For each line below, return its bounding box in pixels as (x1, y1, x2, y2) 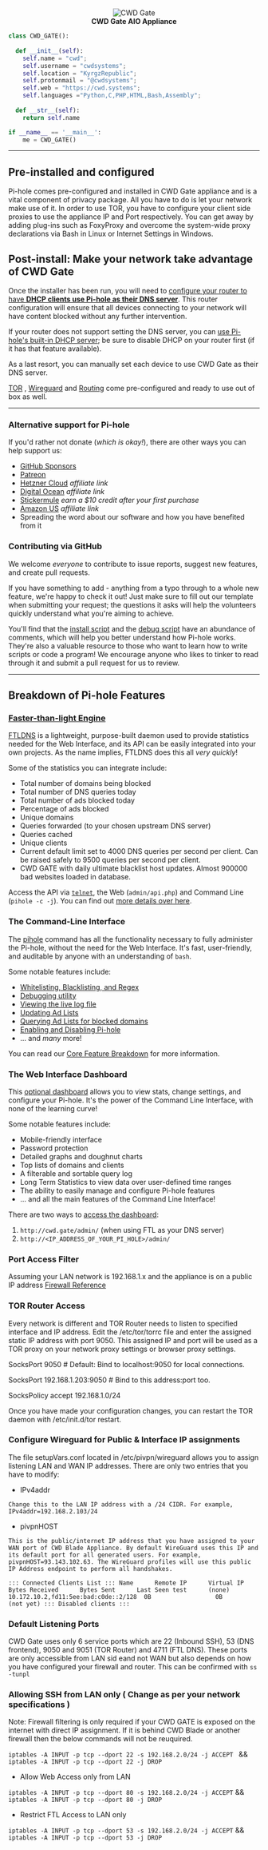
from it (19, 520, 42, 531)
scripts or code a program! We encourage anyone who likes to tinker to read (8, 649, 259, 659)
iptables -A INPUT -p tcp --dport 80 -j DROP (8, 1796, 162, 1804)
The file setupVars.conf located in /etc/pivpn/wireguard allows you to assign (8, 1452, 259, 1462)
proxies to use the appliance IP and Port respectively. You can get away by (8, 212, 254, 221)
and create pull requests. (8, 568, 90, 577)
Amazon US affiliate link (19, 504, 100, 513)
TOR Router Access (8, 1300, 85, 1311)
